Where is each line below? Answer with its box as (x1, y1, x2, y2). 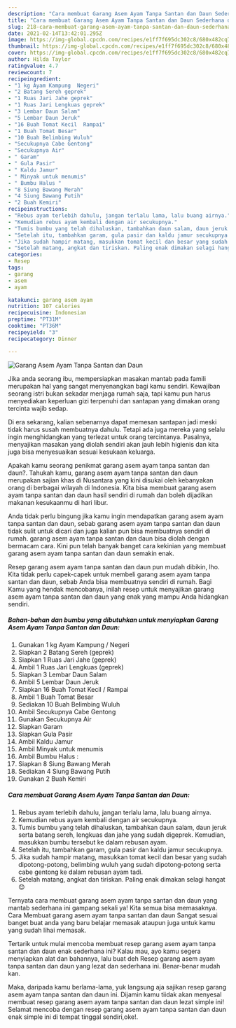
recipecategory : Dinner (8, 335, 78, 342)
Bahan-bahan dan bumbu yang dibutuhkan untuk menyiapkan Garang (8, 616, 219, 624)
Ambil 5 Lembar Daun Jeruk (18, 678, 99, 686)
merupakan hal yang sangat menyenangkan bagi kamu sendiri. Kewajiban (8, 382, 221, 390)
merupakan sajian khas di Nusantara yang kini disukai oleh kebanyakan (8, 475, 214, 484)
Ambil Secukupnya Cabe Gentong (18, 708, 116, 716)
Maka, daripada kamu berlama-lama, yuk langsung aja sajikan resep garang (8, 983, 227, 992)
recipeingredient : (8, 75, 62, 83)
